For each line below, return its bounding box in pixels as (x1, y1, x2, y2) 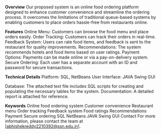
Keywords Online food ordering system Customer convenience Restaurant (5, 103, 153, 108)
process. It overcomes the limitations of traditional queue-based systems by (5, 14, 156, 20)
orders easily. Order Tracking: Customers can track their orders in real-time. (5, 34, 156, 40)
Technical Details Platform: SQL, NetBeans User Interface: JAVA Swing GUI (5, 74, 156, 80)
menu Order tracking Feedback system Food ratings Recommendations (5, 108, 147, 114)
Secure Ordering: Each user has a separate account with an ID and (5, 60, 137, 65)
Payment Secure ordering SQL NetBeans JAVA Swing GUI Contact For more (5, 113, 156, 119)
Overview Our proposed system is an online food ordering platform (5, 4, 139, 10)
